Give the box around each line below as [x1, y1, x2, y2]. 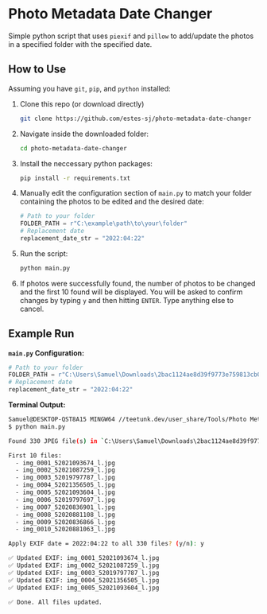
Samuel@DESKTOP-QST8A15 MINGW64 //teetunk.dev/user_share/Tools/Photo [8, 415, 247, 424]
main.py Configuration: [8, 348, 85, 358]
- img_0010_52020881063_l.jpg [15, 526, 115, 534]
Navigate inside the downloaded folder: [19, 129, 149, 138]
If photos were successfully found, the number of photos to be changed [19, 278, 256, 288]
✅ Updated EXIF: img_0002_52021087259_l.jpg [8, 562, 160, 569]
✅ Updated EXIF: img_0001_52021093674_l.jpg [8, 554, 160, 562]
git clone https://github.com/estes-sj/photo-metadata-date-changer [19, 115, 252, 122]
